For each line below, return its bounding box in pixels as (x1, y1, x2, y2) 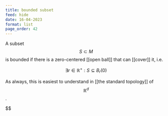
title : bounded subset (5, 7, 54, 13)
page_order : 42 (5, 27, 38, 32)
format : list (5, 21, 33, 27)
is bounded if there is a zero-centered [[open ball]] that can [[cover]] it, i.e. (5, 57, 163, 63)
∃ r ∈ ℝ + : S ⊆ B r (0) (65, 66, 107, 75)
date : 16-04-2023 (5, 17, 43, 22)
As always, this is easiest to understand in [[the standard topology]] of (5, 78, 154, 84)
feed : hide (5, 12, 29, 17)
